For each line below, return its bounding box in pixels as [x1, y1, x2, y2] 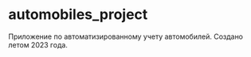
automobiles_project [8, 6, 148, 24]
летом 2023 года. [8, 40, 68, 49]
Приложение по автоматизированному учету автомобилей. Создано [8, 32, 244, 41]
